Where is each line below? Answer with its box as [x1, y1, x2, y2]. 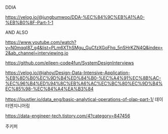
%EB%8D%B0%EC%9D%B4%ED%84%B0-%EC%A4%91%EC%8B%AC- [5, 75, 161, 81]
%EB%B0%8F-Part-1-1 [5, 20, 54, 25]
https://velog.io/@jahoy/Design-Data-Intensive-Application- [5, 70, 130, 76]
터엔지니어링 [5, 103, 30, 109]
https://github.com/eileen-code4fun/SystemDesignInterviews [5, 60, 135, 65]
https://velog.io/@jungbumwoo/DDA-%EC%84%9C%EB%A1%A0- [5, 14, 145, 20]
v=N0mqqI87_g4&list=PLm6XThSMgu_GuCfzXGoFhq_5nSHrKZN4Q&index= [5, 45, 163, 50]
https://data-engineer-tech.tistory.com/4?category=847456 [5, 113, 130, 119]
